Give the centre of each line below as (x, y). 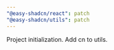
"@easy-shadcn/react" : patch (48, 13)
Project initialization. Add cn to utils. (57, 39)
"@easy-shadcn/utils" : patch (48, 20)
